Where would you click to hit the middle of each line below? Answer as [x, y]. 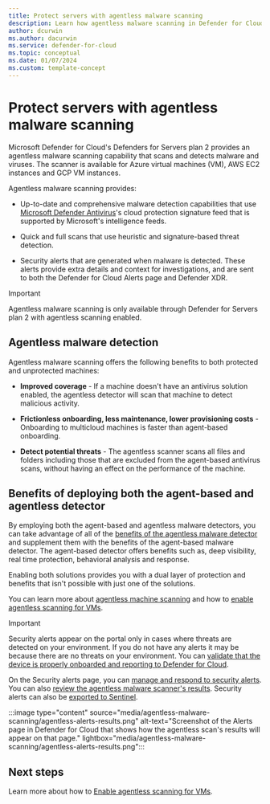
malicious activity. [50, 403]
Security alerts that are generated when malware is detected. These [133, 260]
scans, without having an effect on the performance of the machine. [133, 468]
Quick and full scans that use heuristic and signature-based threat [129, 236]
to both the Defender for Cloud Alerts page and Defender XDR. [124, 277]
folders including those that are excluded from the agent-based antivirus [140, 459]
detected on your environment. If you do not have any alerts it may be [124, 647]
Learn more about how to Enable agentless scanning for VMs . [110, 791]
